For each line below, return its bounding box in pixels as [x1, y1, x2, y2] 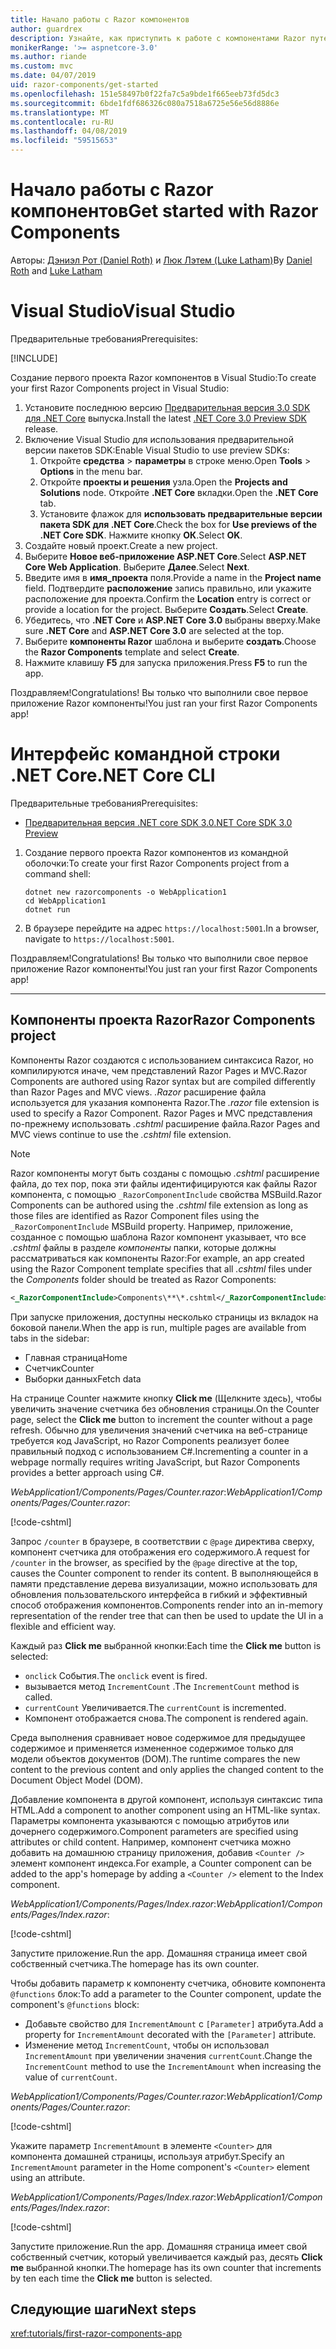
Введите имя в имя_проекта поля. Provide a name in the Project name [24, 571, 322, 583]
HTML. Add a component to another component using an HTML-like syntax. [10, 1804, 321, 1816]
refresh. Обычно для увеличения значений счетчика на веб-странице [10, 1424, 308, 1436]
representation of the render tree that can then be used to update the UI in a [10, 1609, 324, 1621]
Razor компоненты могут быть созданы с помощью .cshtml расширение [10, 1167, 320, 1179]
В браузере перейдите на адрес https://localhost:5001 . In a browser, [24, 922, 320, 934]
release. [24, 422, 59, 435]
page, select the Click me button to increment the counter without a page [10, 1413, 313, 1425]
